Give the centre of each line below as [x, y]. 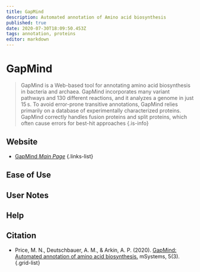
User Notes [27, 195]
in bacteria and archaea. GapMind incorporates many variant [95, 91]
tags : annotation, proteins [41, 34]
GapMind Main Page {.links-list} [54, 156]
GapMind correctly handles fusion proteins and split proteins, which [104, 117]
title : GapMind [25, 12]
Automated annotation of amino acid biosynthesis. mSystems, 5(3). [97, 256]
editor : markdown [28, 39]
